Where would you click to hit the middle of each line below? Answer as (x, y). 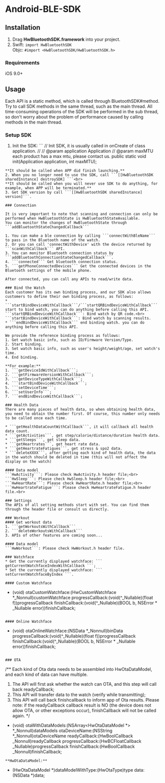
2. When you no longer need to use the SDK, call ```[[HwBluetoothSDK (79, 175)
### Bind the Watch (25, 288)
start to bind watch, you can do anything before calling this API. (77, 310)
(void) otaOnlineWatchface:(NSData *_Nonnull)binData (68, 631)
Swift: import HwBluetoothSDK (42, 45)
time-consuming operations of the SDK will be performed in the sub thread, (82, 112)
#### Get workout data (28, 522)
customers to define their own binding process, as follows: (69, 297)
